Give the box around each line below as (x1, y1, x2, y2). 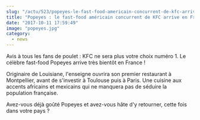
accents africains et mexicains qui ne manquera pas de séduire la (6, 83, 167, 90)
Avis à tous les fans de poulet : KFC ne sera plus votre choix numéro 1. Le (6, 53, 186, 59)
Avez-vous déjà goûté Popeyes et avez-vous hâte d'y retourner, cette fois (6, 101, 187, 108)
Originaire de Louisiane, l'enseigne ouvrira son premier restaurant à (6, 71, 171, 77)
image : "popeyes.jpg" (6, 25, 60, 31)
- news (11, 36, 28, 42)
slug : (6, 8, 20, 15)
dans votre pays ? (6, 108, 50, 114)
